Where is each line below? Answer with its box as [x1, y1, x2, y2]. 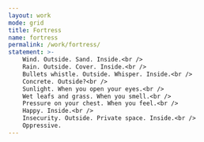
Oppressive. [22, 121, 62, 129]
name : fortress [8, 33, 59, 42]
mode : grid [8, 19, 44, 27]
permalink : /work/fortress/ [8, 41, 101, 49]
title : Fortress [8, 26, 62, 34]
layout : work [8, 11, 51, 20]
